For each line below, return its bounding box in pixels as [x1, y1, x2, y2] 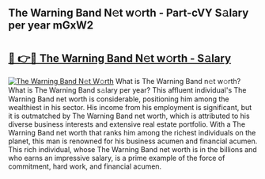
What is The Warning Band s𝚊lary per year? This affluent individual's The [8, 86, 247, 94]
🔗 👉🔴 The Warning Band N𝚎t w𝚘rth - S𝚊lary [8, 51, 232, 65]
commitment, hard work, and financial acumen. [8, 162, 162, 171]
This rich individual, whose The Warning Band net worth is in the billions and [8, 145, 257, 154]
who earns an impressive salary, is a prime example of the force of [8, 154, 225, 162]
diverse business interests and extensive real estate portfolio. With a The [8, 120, 246, 129]
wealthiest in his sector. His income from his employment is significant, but [8, 103, 252, 112]
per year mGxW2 [8, 19, 94, 32]
